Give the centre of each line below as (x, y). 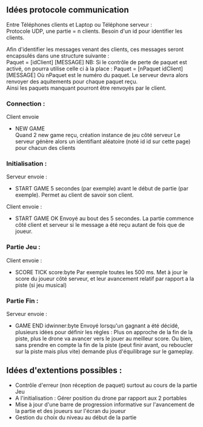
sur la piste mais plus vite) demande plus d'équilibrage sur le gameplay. (104, 351)
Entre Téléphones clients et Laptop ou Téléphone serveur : (79, 24)
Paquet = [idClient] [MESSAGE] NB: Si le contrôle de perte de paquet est (97, 62)
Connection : (26, 104)
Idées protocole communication (68, 10)
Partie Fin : (22, 301)
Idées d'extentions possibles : (64, 370)
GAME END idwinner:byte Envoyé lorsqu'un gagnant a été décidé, (97, 326)
